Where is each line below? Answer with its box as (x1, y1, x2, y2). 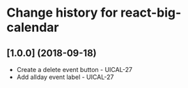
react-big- (120, 5, 182, 21)
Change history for (6, 5, 118, 21)
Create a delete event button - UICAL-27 (16, 66, 133, 73)
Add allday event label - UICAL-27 (16, 73, 114, 81)
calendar (6, 19, 60, 35)
